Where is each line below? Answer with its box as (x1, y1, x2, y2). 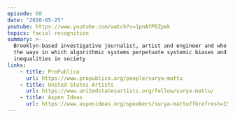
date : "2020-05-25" (7, 17, 64, 24)
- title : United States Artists (20, 81, 114, 88)
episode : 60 (7, 10, 42, 17)
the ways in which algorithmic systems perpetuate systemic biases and (13, 49, 227, 56)
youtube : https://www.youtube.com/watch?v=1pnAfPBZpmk (7, 23, 171, 30)
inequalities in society (13, 56, 86, 62)
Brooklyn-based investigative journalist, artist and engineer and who (13, 42, 227, 49)
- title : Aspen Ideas (20, 94, 83, 101)
